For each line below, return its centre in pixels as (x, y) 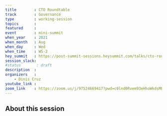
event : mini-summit (34, 33)
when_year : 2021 (27, 38)
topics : (21, 24)
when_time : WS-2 (27, 51)
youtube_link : (21, 84)
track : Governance (33, 14)
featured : (21, 28)
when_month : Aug (25, 42)
